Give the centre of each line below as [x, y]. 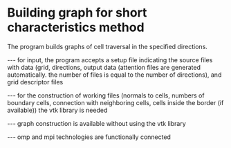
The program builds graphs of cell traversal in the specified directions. [107, 46]
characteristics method [76, 27]
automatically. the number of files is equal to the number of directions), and [114, 75]
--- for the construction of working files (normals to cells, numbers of [106, 95]
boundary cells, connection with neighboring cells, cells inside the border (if [115, 102]
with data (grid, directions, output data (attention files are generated [104, 67]
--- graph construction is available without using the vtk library [97, 123]
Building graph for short [77, 13]
